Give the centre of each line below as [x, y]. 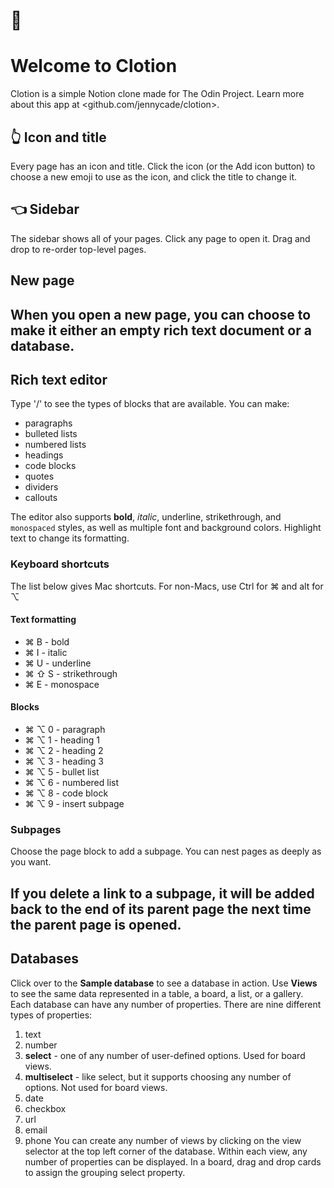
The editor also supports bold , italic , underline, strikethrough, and [146, 517]
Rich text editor [59, 379]
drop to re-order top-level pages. [78, 249]
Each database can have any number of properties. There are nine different [166, 1004]
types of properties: [51, 1015]
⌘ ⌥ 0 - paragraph [65, 730]
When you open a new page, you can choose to [161, 314]
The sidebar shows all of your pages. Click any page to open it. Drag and [160, 238]
